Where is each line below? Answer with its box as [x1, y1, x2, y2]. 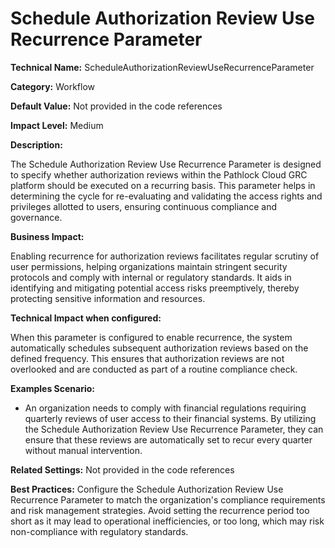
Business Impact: [10, 230, 85, 242]
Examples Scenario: [10, 382, 96, 394]
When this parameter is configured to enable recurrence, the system [10, 331, 293, 343]
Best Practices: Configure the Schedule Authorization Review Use [10, 483, 284, 495]
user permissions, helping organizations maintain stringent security [10, 260, 288, 272]
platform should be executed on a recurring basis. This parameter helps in [10, 179, 316, 191]
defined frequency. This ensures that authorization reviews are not [10, 352, 285, 364]
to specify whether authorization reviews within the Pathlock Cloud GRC [10, 168, 308, 181]
